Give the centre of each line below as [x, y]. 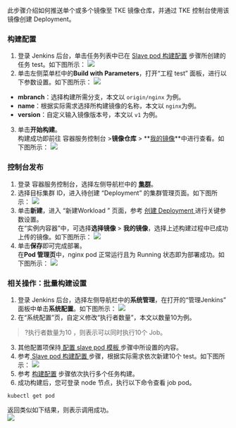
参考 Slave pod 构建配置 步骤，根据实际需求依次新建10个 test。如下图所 [121, 356]
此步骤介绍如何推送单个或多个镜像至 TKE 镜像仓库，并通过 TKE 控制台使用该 [118, 10]
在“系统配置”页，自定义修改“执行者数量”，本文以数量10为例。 [106, 317]
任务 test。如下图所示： [52, 65]
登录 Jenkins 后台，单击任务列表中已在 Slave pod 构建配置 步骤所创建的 [122, 56]
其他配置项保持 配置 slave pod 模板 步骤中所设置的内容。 [100, 347]
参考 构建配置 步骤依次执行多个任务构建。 [78, 373]
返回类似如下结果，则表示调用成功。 [60, 410]
